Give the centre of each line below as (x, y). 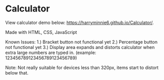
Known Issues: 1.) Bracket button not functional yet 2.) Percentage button (81, 42)
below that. (17, 72)
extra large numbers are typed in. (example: (51, 52)
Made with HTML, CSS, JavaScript (41, 32)
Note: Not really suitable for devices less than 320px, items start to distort (82, 67)
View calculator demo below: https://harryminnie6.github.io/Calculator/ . (79, 22)
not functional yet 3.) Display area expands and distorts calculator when (80, 47)
